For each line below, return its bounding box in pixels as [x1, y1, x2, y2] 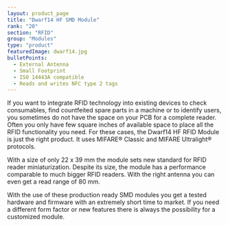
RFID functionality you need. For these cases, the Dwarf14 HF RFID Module [7, 128, 220, 136]
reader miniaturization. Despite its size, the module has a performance [7, 163, 206, 171]
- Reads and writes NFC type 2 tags [13, 80, 118, 87]
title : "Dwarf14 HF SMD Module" [7, 16, 100, 23]
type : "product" [7, 42, 54, 49]
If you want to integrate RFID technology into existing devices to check [7, 99, 207, 107]
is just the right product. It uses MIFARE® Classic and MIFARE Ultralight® [7, 135, 212, 144]
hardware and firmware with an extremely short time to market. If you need [7, 198, 220, 206]
